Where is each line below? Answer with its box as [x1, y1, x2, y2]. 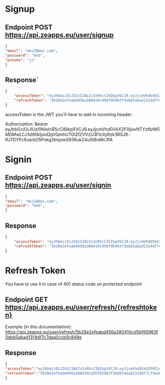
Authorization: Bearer [5, 121, 48, 127]
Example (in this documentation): [5, 324, 72, 330]
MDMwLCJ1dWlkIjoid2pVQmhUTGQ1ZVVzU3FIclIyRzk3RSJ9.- [5, 131, 132, 137]
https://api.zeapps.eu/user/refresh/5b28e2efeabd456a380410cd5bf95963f [5, 329, 158, 335]
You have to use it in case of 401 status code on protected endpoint [5, 281, 142, 287]
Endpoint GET [5, 295, 48, 304]
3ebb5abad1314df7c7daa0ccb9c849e [5, 334, 82, 340]
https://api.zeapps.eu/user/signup [5, 31, 114, 39]
